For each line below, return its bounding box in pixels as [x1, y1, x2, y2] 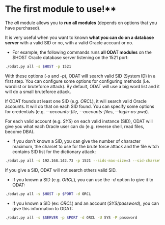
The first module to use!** [5, 3, 116, 15]
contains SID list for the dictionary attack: [12, 149, 96, 155]
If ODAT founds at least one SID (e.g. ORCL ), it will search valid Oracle [5, 98, 147, 104]
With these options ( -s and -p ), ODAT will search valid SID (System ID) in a [5, 73, 156, 79]
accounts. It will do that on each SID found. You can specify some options [5, 103, 155, 109]
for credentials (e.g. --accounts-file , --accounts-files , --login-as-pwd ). [5, 108, 149, 114]
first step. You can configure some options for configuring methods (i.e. [5, 78, 151, 84]
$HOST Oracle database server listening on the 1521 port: [12, 54, 129, 60]
